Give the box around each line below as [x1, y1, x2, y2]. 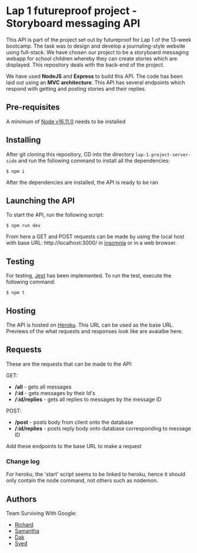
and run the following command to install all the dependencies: [18, 157, 171, 164]
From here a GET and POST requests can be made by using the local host [6, 233, 185, 240]
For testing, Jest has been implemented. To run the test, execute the [6, 272, 172, 279]
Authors [6, 494, 37, 504]
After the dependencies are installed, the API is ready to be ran [6, 179, 159, 186]
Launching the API [6, 196, 75, 206]
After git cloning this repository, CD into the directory [6, 150, 135, 157]
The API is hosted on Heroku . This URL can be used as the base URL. [6, 321, 175, 328]
